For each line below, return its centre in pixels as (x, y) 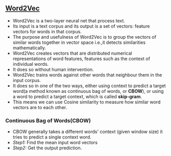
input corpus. (27, 80)
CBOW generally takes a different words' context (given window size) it (88, 132)
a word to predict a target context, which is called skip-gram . (77, 96)
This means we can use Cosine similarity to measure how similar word (87, 102)
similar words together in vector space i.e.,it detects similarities (79, 42)
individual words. (31, 64)
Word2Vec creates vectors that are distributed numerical (72, 53)
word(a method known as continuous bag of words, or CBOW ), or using (88, 91)
